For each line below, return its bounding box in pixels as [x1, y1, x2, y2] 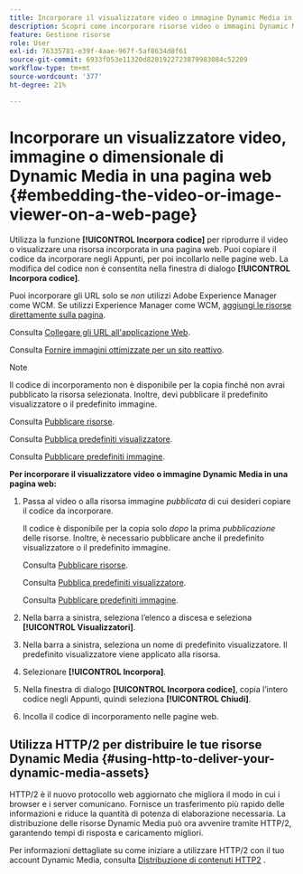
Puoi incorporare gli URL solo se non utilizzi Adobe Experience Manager [9, 290, 278, 301]
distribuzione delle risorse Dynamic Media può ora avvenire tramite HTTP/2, [9, 818, 292, 829]
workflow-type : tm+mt [9, 64, 91, 73]
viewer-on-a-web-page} [9, 204, 198, 224]
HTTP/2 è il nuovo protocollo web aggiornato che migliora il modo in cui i [9, 789, 280, 800]
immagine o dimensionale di [9, 146, 224, 167]
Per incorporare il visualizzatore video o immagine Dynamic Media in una [9, 468, 289, 479]
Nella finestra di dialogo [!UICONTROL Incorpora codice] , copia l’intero [22, 683, 289, 694]
